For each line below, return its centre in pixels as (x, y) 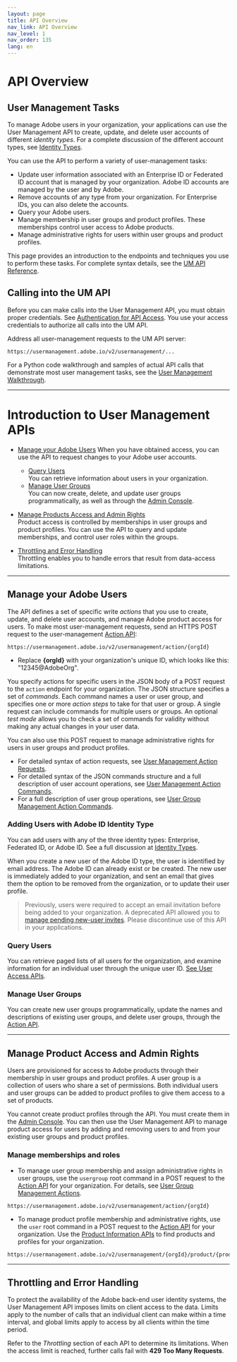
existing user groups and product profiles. (68, 1137)
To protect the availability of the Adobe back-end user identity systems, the (117, 1300)
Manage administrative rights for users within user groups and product (120, 235)
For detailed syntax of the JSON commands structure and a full (109, 776)
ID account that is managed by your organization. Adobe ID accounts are (123, 182)
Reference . (23, 271)
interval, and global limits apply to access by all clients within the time (109, 1322)
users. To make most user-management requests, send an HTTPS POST (112, 627)
